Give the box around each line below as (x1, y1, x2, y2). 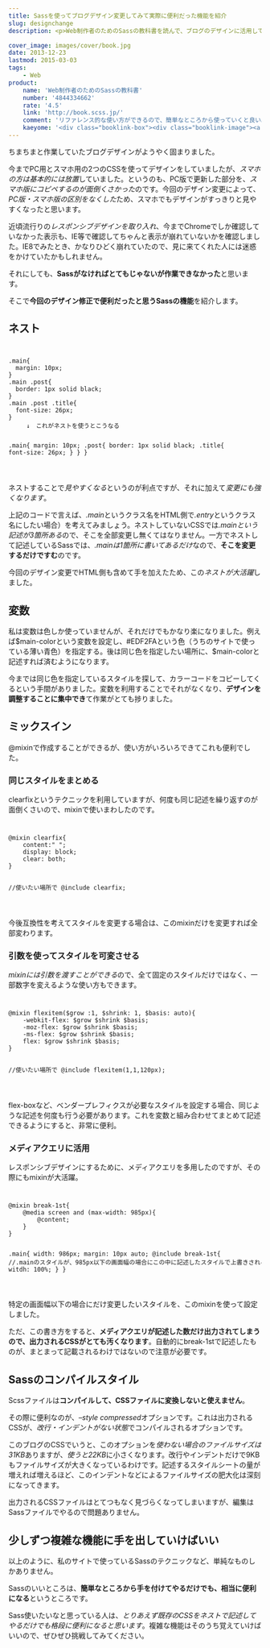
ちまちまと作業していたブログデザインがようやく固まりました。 (8, 147, 219, 156)
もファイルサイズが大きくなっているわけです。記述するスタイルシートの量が (8, 1460, 261, 1470)
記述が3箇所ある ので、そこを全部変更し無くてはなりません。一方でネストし (8, 530, 259, 540)
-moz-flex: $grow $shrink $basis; (22, 1023, 138, 1032)
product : (8, 78, 38, 87)
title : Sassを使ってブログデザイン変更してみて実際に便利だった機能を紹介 (8, 11, 227, 20)
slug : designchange (8, 19, 74, 27)
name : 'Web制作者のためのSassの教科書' (22, 86, 143, 94)
